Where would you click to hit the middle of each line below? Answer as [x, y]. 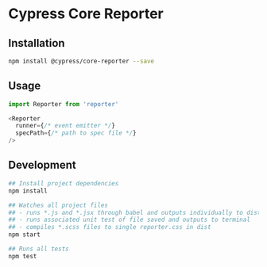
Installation [37, 43]
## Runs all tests [39, 249]
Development [43, 165]
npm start [25, 235]
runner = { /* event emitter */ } [65, 126]
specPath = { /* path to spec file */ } [76, 133]
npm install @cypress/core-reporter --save [81, 61]
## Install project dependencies [64, 183]
